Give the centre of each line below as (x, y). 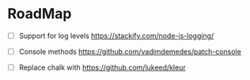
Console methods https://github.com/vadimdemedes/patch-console (130, 51)
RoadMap (40, 14)
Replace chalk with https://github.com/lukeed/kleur (102, 67)
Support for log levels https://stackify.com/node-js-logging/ (116, 36)
